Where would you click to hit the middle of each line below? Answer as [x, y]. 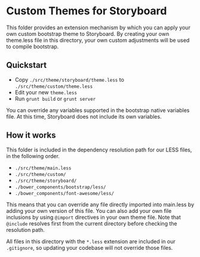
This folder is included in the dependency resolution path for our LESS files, [99, 150]
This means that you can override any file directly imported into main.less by [100, 205]
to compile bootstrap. [33, 47]
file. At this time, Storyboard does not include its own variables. [84, 116]
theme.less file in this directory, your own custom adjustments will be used [98, 40]
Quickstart [27, 65]
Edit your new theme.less [46, 92]
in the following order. [33, 156]
